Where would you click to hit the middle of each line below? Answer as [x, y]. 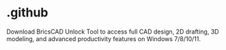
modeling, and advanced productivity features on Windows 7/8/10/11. [104, 38]
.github [27, 13]
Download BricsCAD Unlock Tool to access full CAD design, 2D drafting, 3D [113, 32]
